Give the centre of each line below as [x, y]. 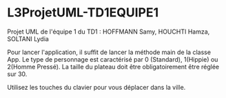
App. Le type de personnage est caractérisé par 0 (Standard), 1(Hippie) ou [113, 59]
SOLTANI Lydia [28, 38]
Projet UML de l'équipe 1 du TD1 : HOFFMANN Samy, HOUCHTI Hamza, [109, 32]
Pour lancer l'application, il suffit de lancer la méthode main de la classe [109, 52]
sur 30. [17, 74]
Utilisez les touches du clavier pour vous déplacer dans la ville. [96, 87]
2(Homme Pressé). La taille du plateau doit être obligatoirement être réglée [113, 66]
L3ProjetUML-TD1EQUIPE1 [83, 13]
